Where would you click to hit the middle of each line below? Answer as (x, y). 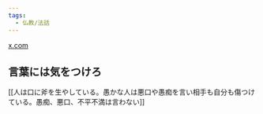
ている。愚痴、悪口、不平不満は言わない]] (77, 102)
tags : (17, 15)
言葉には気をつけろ (55, 72)
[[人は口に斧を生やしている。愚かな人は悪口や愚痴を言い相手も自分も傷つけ (131, 92)
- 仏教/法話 (32, 23)
